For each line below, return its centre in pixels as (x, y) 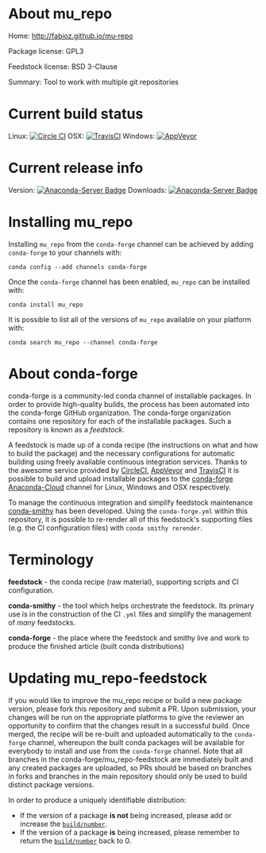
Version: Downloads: (87, 190)
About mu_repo (60, 14)
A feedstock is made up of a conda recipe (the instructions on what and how (133, 444)
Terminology (51, 559)
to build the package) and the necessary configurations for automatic (122, 453)
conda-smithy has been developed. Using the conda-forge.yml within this (128, 511)
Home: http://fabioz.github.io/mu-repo (71, 36)
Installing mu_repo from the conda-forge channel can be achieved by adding (131, 244)
